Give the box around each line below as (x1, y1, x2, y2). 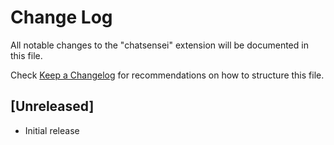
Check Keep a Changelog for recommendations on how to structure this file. (10, 69, 325, 81)
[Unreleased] (10, 98, 95, 115)
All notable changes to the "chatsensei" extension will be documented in (10, 39, 309, 51)
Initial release (24, 124, 80, 136)
